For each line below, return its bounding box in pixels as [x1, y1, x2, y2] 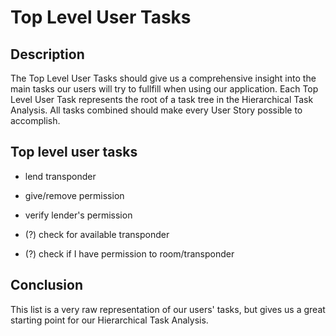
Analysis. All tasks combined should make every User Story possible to [10, 104, 303, 116]
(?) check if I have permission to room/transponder [24, 247, 235, 260]
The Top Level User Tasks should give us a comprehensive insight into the [10, 72, 317, 84]
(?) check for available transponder [24, 228, 170, 240]
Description [10, 46, 85, 63]
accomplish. [10, 115, 61, 126]
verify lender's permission [24, 209, 133, 221]
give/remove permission [24, 189, 125, 201]
